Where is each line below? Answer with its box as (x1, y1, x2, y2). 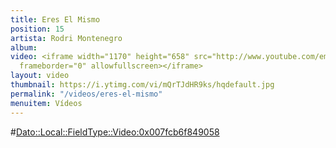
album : (10, 42, 38, 53)
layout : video (10, 71, 70, 81)
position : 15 (10, 24, 65, 34)
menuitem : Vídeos (10, 98, 83, 108)
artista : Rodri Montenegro (10, 33, 123, 43)
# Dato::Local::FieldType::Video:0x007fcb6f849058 (10, 126, 220, 138)
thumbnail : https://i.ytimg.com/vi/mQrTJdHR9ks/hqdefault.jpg (10, 80, 275, 90)
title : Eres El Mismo (10, 14, 101, 25)
